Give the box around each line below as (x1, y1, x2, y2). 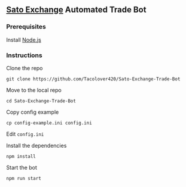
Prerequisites (6, 23, 46, 31)
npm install (6, 153, 36, 160)
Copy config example (6, 108, 59, 116)
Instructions (6, 51, 43, 59)
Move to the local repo (6, 86, 62, 93)
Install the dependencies (6, 142, 67, 149)
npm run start (6, 175, 42, 181)
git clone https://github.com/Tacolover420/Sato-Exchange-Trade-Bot (6, 76, 181, 82)
